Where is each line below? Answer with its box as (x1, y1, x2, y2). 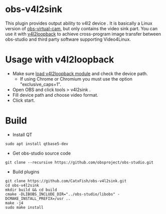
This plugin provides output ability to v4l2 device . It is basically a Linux (5, 20, 153, 26)
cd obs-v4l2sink (5, 183, 39, 188)
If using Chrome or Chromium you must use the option (20, 76, 133, 82)
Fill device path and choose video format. (12, 92, 99, 98)
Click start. (12, 97, 35, 103)
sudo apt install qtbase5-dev (5, 141, 69, 147)
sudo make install (5, 205, 44, 210)
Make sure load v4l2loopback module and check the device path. (12, 70, 148, 77)
